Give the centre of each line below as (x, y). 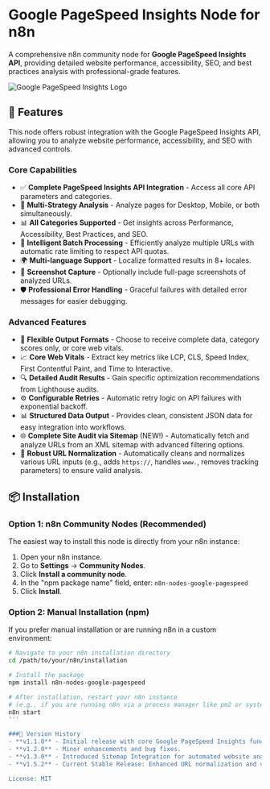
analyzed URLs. (46, 280)
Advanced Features (47, 322)
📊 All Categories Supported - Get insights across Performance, (127, 222)
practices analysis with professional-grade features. (94, 71)
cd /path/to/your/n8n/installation (68, 661)
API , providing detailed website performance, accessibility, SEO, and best (130, 63)
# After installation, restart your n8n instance (93, 697)
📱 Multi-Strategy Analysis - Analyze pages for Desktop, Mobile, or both (139, 205)
